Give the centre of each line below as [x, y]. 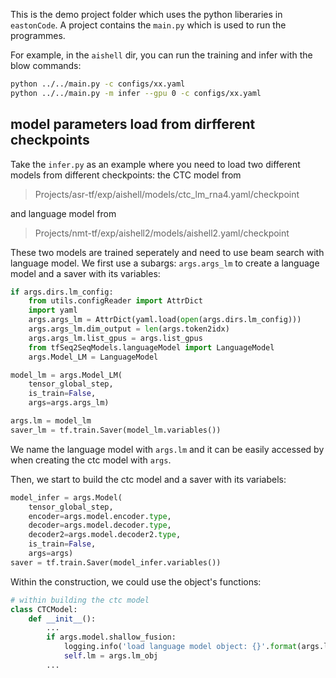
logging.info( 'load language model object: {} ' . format [180, 647]
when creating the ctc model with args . [91, 460]
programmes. [38, 35]
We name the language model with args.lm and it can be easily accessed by [167, 449]
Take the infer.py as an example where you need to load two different [155, 164]
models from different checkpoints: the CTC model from [126, 175]
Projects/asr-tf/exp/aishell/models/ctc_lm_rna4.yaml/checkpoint [167, 194]
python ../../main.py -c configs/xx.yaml [98, 84]
